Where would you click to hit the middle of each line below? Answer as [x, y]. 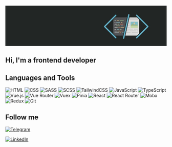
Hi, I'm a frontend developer [51, 60]
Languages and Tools [40, 78]
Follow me [22, 117]
